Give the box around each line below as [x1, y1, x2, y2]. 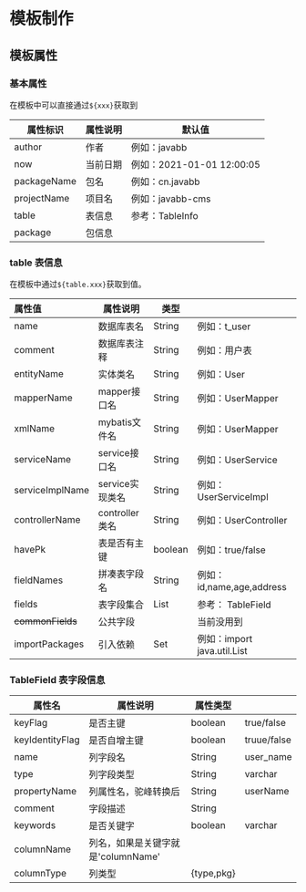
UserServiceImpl [197, 491, 269, 503]
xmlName [14, 422, 56, 435]
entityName [14, 368, 64, 380]
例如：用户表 [197, 344, 252, 357]
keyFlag [14, 717, 48, 730]
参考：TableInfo [130, 209, 199, 222]
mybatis [97, 416, 133, 429]
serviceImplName [14, 484, 89, 497]
